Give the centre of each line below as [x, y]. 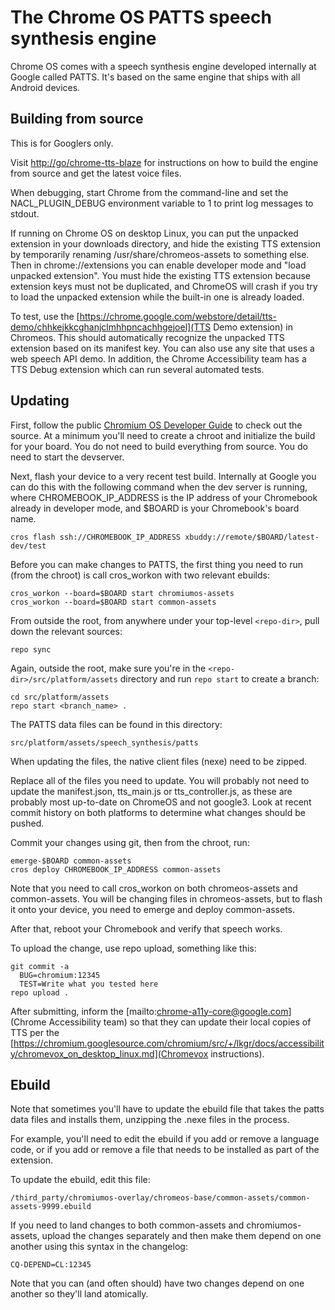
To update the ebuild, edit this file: [80, 1180]
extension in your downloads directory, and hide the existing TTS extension [165, 243]
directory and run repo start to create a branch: [219, 678]
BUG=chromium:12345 [60, 975]
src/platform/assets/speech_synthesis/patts [104, 742]
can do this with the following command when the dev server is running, [159, 487]
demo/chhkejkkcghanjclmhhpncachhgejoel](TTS [111, 327]
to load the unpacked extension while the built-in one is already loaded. [157, 297]
